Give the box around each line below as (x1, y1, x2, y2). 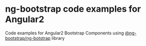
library (51, 35, 65, 41)
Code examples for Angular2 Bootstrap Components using (5, 30, 124, 36)
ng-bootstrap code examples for (5, 3, 141, 15)
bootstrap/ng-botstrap (5, 35, 51, 41)
